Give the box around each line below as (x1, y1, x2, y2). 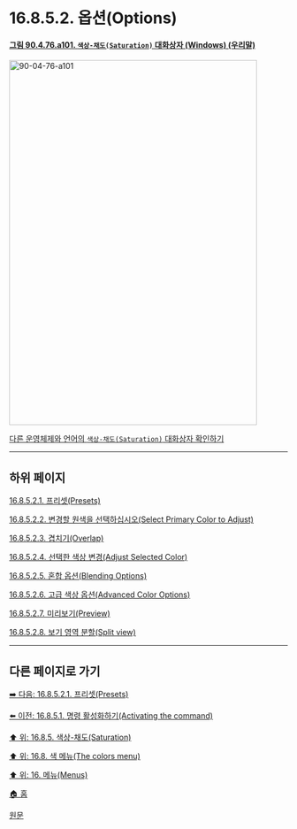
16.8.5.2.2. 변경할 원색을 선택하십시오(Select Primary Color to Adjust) (9, 514, 255, 525)
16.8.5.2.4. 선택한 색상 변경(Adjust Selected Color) (9, 552, 188, 563)
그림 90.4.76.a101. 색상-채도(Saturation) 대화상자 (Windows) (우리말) (9, 39, 256, 50)
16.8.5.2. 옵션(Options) (9, 8, 178, 28)
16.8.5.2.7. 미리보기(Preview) (9, 608, 110, 619)
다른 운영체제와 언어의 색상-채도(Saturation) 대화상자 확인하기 (9, 434, 225, 444)
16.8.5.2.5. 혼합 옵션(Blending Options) (9, 571, 148, 581)
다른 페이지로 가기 (9, 664, 101, 679)
